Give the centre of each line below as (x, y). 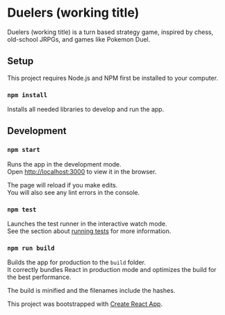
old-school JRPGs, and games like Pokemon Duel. (79, 39)
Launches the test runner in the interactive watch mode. (87, 224)
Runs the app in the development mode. (64, 164)
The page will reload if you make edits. (62, 185)
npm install (27, 95)
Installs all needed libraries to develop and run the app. (86, 110)
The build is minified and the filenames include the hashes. (91, 291)
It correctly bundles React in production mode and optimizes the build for (112, 270)
